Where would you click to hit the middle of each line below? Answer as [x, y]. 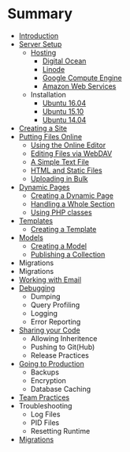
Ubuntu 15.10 [63, 111]
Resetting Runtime [60, 431]
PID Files [45, 422]
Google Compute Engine [82, 78]
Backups [45, 372]
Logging [44, 313]
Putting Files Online [50, 136]
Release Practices [60, 355]
